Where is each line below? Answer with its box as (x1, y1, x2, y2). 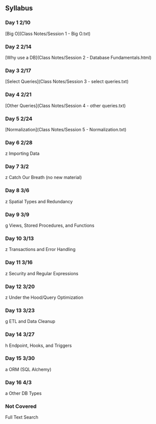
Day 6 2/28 (5, 139, 32, 146)
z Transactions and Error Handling (5, 246, 76, 252)
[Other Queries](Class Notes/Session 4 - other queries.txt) (5, 103, 126, 109)
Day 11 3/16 (5, 259, 33, 266)
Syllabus (5, 4, 33, 13)
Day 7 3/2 (5, 163, 29, 170)
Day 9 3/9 (5, 211, 29, 218)
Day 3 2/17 (5, 67, 31, 74)
